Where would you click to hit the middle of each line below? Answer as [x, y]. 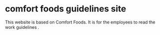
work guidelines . [22, 27]
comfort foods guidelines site [66, 9]
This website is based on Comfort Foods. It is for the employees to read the [80, 22]
